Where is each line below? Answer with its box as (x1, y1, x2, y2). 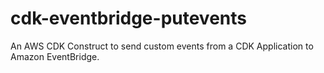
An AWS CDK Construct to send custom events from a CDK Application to (10, 40, 314, 52)
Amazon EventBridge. (10, 50, 100, 62)
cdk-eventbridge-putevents (10, 7, 247, 30)
